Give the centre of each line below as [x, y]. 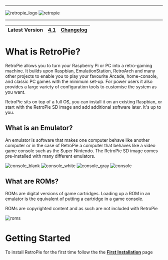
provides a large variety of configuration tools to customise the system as [81, 87]
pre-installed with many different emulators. [50, 156]
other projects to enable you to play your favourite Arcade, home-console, [82, 76]
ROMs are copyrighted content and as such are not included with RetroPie [81, 208]
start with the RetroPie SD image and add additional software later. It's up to [83, 107]
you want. [15, 92]
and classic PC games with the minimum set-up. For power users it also [79, 81]
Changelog [74, 30]
